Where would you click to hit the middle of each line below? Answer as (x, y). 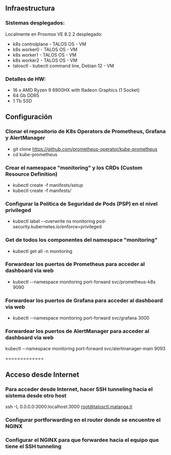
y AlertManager (25, 138)
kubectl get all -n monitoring (42, 251)
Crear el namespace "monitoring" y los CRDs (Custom (74, 167)
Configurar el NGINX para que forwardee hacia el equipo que (82, 440)
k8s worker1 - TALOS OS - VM (44, 55)
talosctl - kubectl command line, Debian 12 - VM (63, 65)
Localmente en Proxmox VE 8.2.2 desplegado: (54, 34)
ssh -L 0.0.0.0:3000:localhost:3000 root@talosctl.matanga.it (69, 407)
